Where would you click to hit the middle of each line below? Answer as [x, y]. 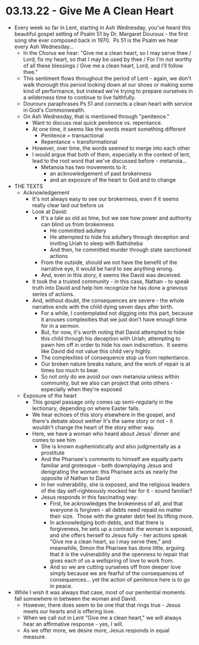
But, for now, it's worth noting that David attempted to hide [113, 332]
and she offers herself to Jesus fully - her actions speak [119, 535]
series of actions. [53, 294]
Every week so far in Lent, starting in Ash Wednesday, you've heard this [102, 27]
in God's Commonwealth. [54, 110]
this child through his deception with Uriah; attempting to [111, 338]
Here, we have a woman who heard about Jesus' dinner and [106, 434]
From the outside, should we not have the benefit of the [109, 262]
